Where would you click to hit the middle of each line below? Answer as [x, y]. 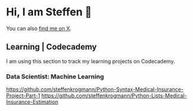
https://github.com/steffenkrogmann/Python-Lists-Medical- [114, 96]
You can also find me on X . [39, 28]
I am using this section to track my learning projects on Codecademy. [91, 61]
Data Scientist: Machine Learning [55, 76]
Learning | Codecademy [52, 47]
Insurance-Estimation [32, 102]
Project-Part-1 [23, 96]
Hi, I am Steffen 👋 [49, 12]
